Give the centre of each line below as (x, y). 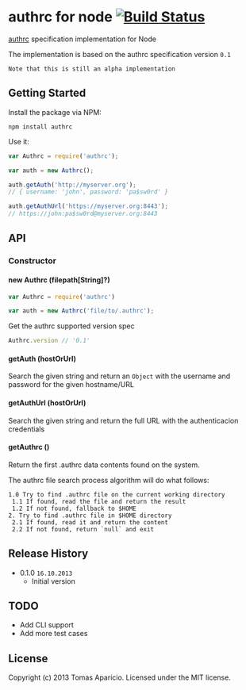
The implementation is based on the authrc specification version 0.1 (120, 54)
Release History (48, 554)
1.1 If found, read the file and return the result (99, 501)
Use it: (19, 141)
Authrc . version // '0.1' (49, 341)
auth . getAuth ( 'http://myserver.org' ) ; (72, 185)
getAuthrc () (29, 447)
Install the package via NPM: (55, 112)
